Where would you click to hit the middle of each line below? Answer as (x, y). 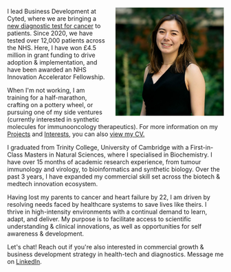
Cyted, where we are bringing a (52, 19)
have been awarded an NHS (47, 70)
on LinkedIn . (25, 261)
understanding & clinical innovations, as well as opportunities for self (104, 226)
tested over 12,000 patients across (56, 41)
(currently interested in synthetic (53, 120)
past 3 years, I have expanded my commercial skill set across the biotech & (114, 177)
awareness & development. (46, 234)
